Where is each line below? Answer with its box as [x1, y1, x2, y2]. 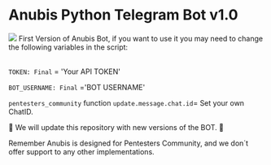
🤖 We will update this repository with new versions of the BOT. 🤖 [8, 122, 225, 132]
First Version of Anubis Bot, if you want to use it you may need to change [18, 33, 263, 43]
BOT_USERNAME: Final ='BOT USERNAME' [8, 82, 146, 92]
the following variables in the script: [8, 42, 129, 52]
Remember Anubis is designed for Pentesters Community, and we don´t [8, 138, 249, 148]
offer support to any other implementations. [8, 146, 155, 156]
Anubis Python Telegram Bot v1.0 [8, 6, 238, 24]
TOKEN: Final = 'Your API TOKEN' [8, 67, 120, 76]
